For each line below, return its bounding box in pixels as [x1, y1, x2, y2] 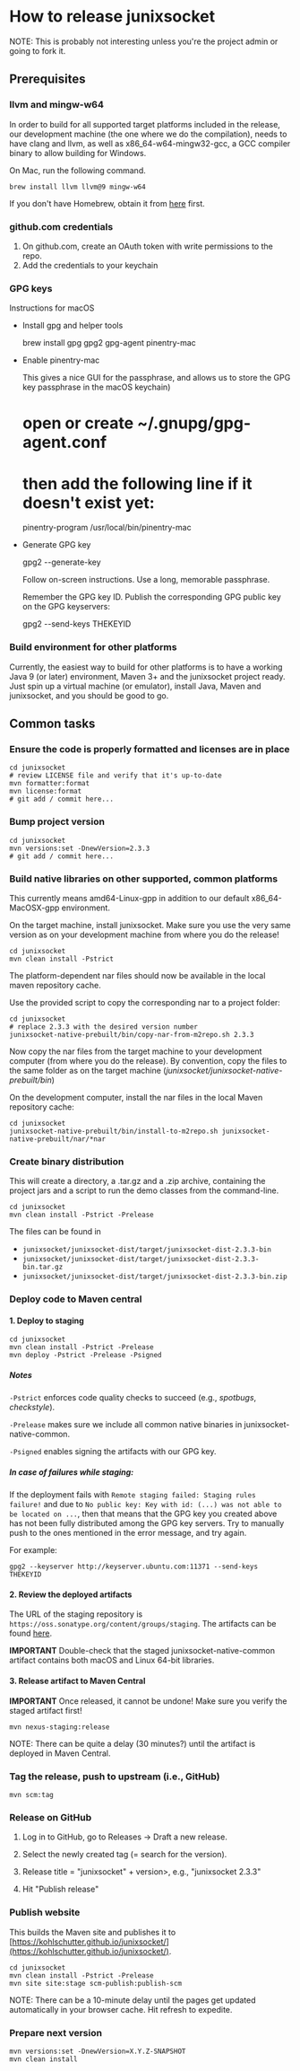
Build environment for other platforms [9, 641, 177, 654]
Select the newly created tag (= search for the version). [21, 1849, 227, 1860]
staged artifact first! [9, 1705, 82, 1716]
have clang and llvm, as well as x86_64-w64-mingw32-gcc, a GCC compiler [9, 137, 291, 149]
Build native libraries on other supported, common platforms [9, 873, 279, 885]
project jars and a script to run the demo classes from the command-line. [9, 1185, 279, 1196]
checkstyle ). [9, 1402, 56, 1413]
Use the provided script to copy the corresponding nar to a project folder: [9, 996, 280, 1007]
